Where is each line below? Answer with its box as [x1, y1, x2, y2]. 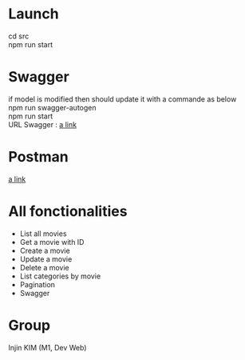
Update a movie [19, 254, 73, 264]
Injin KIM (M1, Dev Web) [8, 342, 87, 352]
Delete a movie [19, 262, 69, 272]
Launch [8, 5, 59, 23]
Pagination [19, 279, 56, 289]
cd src [8, 31, 30, 41]
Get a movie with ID [19, 237, 85, 246]
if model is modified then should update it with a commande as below [8, 94, 237, 104]
